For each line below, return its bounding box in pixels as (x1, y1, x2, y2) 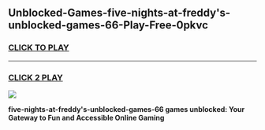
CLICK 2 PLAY (8, 72, 63, 83)
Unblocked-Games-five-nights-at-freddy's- (8, 6, 231, 20)
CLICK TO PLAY (8, 43, 69, 54)
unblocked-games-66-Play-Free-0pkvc (8, 19, 209, 32)
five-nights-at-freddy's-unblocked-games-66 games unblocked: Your (8, 104, 245, 113)
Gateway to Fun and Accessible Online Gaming (8, 113, 165, 122)
